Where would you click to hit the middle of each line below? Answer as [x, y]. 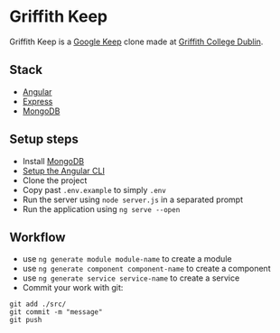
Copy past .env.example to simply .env [94, 190]
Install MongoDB [53, 161]
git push [26, 320]
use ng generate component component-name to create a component [146, 269]
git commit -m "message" [56, 312]
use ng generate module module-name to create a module [127, 259]
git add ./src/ [38, 304]
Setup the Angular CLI [64, 171]
